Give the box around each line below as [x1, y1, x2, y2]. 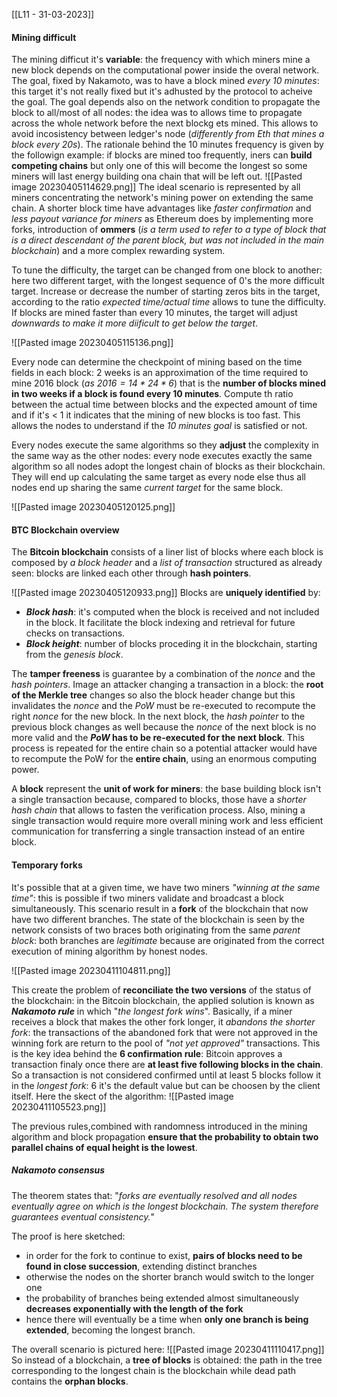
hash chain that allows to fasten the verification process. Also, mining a [11, 804, 306, 816]
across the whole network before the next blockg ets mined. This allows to [11, 117, 319, 129]
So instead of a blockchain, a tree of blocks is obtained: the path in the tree [11, 1354, 323, 1366]
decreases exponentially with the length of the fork [25, 1302, 244, 1314]
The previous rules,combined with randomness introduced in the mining [11, 1120, 308, 1132]
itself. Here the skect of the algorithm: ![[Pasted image [11, 1090, 234, 1102]
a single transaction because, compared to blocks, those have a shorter [11, 794, 307, 806]
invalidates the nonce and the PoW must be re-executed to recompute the [11, 700, 316, 712]
